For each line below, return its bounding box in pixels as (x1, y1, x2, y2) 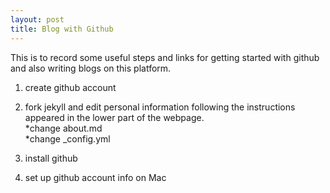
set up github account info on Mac (24, 171, 167, 183)
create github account (24, 81, 117, 93)
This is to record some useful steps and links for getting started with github (10, 51, 320, 63)
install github (24, 152, 78, 164)
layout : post (10, 14, 65, 25)
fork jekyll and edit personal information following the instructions (24, 101, 296, 113)
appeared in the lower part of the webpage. (24, 111, 205, 123)
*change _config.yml (24, 132, 111, 145)
